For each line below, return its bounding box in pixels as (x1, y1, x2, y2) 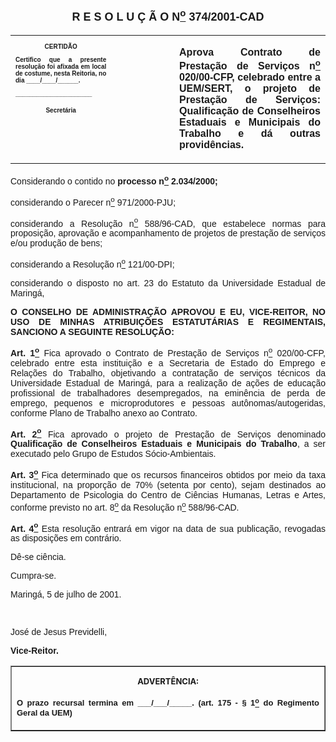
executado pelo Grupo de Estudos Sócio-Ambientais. (10, 448, 217, 460)
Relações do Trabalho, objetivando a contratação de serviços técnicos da (10, 367, 326, 379)
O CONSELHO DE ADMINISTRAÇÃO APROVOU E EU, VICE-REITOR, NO (10, 306, 326, 317)
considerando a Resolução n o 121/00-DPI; (10, 256, 175, 270)
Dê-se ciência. (10, 551, 67, 563)
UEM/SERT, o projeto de (179, 83, 321, 95)
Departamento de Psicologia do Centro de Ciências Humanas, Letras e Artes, (10, 489, 326, 500)
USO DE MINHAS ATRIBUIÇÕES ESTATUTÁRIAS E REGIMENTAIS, (10, 316, 326, 327)
